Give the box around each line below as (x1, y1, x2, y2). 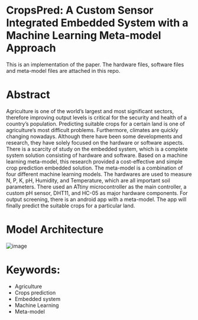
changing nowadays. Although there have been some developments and (6, 133, 183, 140)
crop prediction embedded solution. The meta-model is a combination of (6, 164, 183, 171)
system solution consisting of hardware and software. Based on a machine (6, 152, 188, 159)
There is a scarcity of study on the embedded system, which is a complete (6, 145, 188, 152)
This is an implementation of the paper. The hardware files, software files (6, 60, 184, 68)
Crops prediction (14, 289, 56, 296)
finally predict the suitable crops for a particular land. (6, 202, 135, 209)
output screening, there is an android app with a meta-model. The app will (6, 196, 187, 203)
